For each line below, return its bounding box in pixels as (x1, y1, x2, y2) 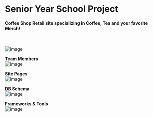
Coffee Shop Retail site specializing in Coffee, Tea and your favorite (5, 20, 148, 26)
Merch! (5, 25, 21, 31)
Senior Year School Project (5, 3, 118, 15)
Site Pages (5, 71, 28, 77)
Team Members (5, 56, 38, 62)
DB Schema (5, 86, 30, 92)
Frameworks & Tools (5, 101, 48, 107)
